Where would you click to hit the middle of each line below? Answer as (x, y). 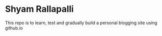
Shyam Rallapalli (40, 9)
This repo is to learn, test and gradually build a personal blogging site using (81, 23)
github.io (14, 28)
